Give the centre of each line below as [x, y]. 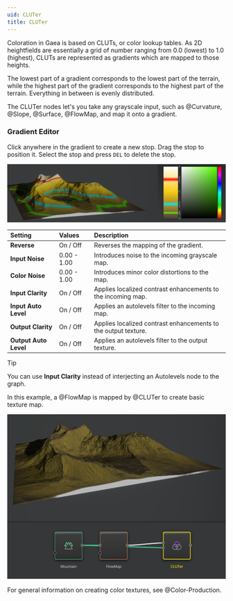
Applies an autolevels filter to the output [151, 340]
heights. [19, 65]
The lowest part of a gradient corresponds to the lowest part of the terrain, [114, 78]
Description [111, 236]
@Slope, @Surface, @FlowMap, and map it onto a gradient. [92, 114]
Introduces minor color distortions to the [152, 272]
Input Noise [27, 259]
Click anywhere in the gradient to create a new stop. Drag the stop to [106, 147]
